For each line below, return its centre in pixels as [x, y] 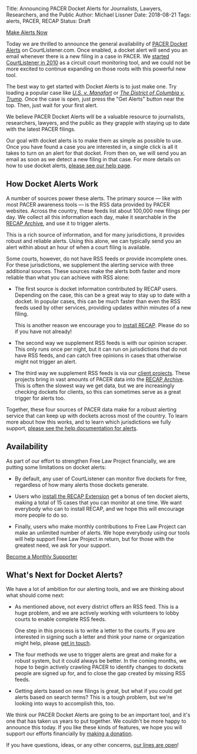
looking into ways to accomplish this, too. [65, 703]
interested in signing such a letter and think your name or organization [99, 637]
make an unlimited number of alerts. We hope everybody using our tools [102, 533]
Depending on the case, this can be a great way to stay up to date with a [102, 295]
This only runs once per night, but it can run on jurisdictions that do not [101, 349]
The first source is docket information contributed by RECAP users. [96, 288]
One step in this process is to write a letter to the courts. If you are [95, 631]
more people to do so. [41, 515]
